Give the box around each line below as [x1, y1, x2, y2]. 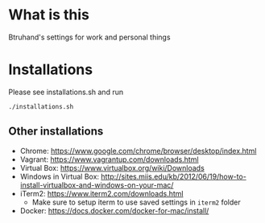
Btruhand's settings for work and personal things [8, 32, 171, 42]
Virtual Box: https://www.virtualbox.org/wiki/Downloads [19, 163, 205, 172]
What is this [8, 6, 90, 24]
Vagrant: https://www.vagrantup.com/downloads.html [19, 155, 199, 164]
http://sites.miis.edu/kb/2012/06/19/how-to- [100, 171, 247, 181]
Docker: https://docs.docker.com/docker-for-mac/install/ [19, 205, 209, 215]
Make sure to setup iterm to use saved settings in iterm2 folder [31, 197, 241, 207]
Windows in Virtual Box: [19, 171, 99, 181]
